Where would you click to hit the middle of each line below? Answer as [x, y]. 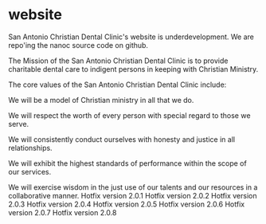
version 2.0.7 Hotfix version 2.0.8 [63, 212]
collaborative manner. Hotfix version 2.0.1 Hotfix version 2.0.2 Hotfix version [133, 195]
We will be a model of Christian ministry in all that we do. [101, 100]
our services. [30, 171]
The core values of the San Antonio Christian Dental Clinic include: [117, 84]
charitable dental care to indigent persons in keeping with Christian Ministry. [133, 69]
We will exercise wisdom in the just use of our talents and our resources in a [133, 187]
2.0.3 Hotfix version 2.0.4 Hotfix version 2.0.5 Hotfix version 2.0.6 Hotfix [127, 204]
